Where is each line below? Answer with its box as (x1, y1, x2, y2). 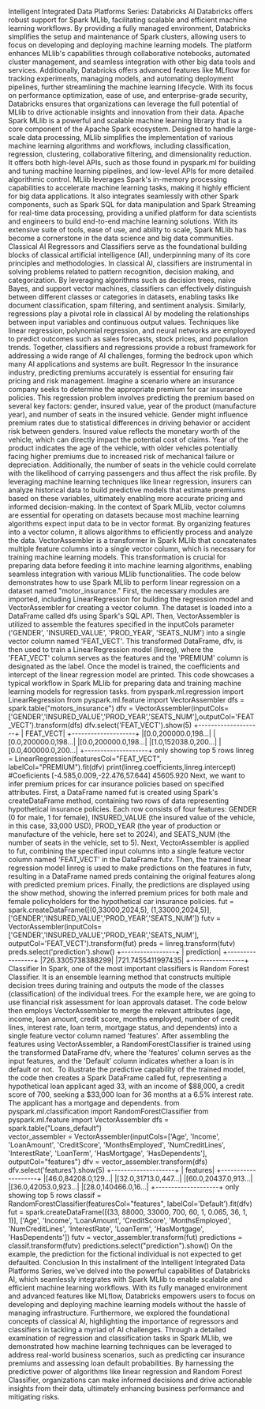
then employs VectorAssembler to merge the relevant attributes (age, (8, 1006, 233, 1015)
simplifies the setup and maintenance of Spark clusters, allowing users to (8, 32, 247, 41)
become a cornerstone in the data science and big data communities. (8, 233, 234, 243)
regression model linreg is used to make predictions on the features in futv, (8, 863, 252, 872)
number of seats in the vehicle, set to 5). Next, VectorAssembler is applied (8, 838, 250, 847)
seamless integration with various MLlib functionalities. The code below (8, 569, 241, 578)
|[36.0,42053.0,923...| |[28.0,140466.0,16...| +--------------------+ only (8, 1182, 240, 1192)
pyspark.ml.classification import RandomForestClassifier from (8, 1106, 209, 1116)
